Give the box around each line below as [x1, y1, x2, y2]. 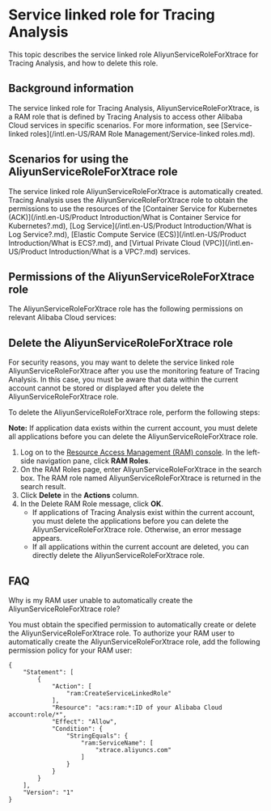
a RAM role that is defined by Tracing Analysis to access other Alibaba [8, 112, 243, 121]
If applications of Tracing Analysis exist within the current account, [32, 508, 255, 517]
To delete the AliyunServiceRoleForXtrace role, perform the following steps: [8, 408, 260, 417]
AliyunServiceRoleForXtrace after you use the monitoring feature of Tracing [8, 366, 260, 376]
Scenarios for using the [8, 152, 129, 167]
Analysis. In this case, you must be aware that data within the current [8, 374, 239, 385]
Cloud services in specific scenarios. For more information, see [8, 120, 220, 130]
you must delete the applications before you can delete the [32, 516, 229, 526]
